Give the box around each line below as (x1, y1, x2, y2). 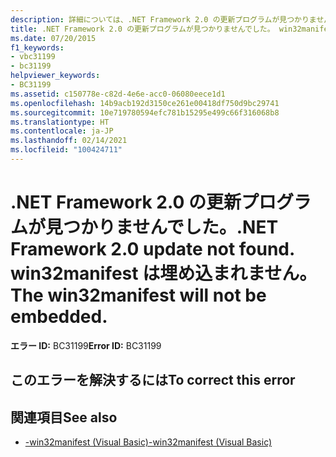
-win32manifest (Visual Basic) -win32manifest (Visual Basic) (24, 436, 273, 448)
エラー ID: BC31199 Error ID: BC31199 (10, 339, 162, 351)
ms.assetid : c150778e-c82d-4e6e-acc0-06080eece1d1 (10, 89, 226, 99)
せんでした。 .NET (132, 216, 279, 239)
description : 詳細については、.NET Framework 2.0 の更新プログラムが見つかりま (10, 14, 317, 25)
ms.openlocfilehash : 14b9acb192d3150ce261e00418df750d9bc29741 (10, 98, 280, 108)
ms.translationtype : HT (10, 117, 110, 127)
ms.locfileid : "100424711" (10, 145, 123, 155)
